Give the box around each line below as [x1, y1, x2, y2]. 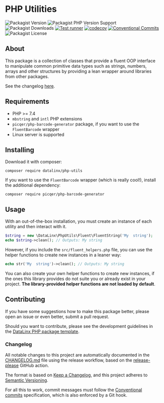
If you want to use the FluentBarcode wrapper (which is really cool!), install [5, 177, 156, 183]
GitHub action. [19, 362, 49, 368]
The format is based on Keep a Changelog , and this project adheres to [5, 372, 148, 378]
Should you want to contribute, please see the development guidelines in [5, 323, 153, 329]
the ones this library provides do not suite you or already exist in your [5, 276, 146, 282]
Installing [5, 146, 34, 154]
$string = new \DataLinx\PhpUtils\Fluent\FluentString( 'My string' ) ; [5, 233, 153, 238]
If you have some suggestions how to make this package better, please [5, 308, 149, 314]
